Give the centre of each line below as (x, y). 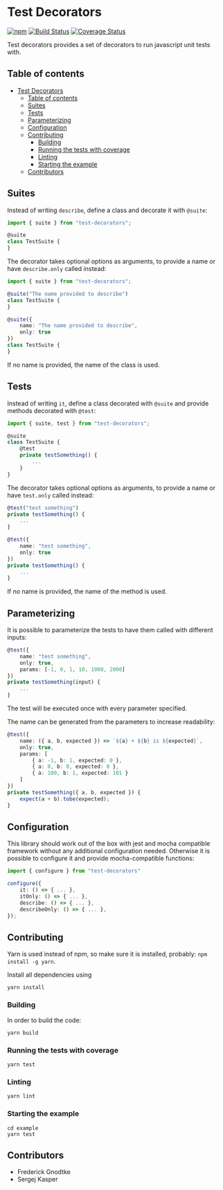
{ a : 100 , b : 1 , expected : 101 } (80, 773)
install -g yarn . (32, 961)
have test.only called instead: (51, 495)
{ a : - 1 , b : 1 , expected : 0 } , (77, 760)
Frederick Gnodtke (44, 1172)
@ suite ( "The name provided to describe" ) (68, 294)
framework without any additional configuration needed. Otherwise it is (108, 851)
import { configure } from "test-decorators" (74, 871)
